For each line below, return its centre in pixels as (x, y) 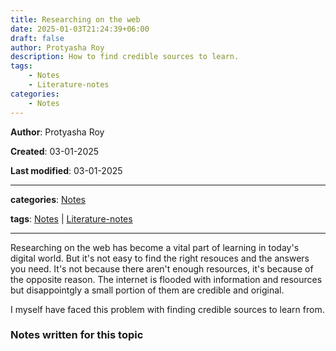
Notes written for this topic (77, 335)
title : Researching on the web (75, 19)
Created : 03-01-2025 (55, 151)
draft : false (37, 38)
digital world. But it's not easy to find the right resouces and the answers (160, 258)
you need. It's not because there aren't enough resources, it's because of (162, 268)
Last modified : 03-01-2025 (66, 170)
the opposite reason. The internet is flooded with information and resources (166, 279)
